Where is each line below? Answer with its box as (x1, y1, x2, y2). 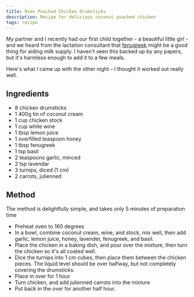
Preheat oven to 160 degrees (14, 223, 84, 230)
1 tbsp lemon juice (14, 129, 59, 136)
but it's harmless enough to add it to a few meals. (6, 54, 125, 62)
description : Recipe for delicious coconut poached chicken (6, 14, 156, 20)
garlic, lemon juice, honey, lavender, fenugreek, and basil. (14, 235, 154, 242)
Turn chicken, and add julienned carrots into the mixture (14, 279, 151, 286)
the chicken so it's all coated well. (14, 248, 97, 255)
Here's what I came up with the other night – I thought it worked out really (6, 66, 184, 73)
